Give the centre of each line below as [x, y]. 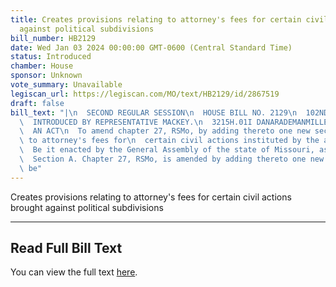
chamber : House [42, 66]
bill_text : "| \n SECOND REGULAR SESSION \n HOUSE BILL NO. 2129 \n [154, 112]
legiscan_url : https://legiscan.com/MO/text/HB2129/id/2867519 [145, 94]
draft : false [37, 103]
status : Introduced [51, 57]
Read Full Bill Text [66, 248]
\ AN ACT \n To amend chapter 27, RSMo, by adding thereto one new [165, 131]
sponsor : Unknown [46, 76]
